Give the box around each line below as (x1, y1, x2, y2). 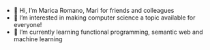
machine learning (13, 35, 63, 43)
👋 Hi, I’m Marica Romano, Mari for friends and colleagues (13, 7, 175, 14)
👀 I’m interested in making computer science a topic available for (13, 14, 196, 22)
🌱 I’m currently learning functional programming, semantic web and (13, 28, 203, 36)
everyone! (13, 21, 42, 28)
